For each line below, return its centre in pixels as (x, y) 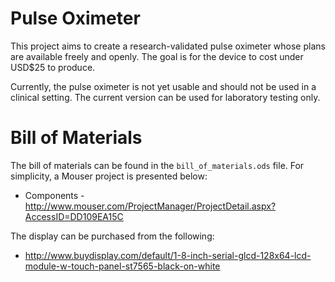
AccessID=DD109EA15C (74, 216)
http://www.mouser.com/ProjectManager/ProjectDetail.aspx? (150, 206)
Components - (54, 195)
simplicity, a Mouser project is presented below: (109, 176)
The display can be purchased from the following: (112, 236)
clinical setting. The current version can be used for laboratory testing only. (165, 97)
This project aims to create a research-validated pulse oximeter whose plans (168, 46)
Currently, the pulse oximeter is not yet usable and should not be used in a (163, 86)
